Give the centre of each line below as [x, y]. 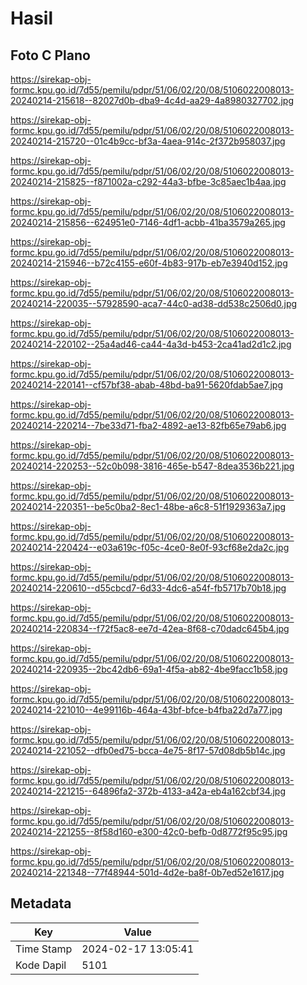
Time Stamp [44, 949]
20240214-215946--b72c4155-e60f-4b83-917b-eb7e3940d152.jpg [149, 263]
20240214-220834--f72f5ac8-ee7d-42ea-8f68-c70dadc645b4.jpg [150, 628]
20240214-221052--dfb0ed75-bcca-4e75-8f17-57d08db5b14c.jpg [148, 750]
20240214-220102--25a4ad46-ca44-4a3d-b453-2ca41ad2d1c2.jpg [151, 344]
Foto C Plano [50, 55]
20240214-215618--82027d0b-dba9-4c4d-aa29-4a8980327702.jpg [152, 100]
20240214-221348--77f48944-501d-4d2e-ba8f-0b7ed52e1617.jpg [147, 872]
